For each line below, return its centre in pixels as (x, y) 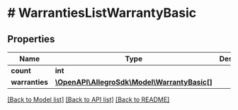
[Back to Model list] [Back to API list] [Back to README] (89, 99)
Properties (31, 39)
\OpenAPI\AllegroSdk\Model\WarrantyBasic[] (134, 82)
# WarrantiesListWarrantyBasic (102, 13)
